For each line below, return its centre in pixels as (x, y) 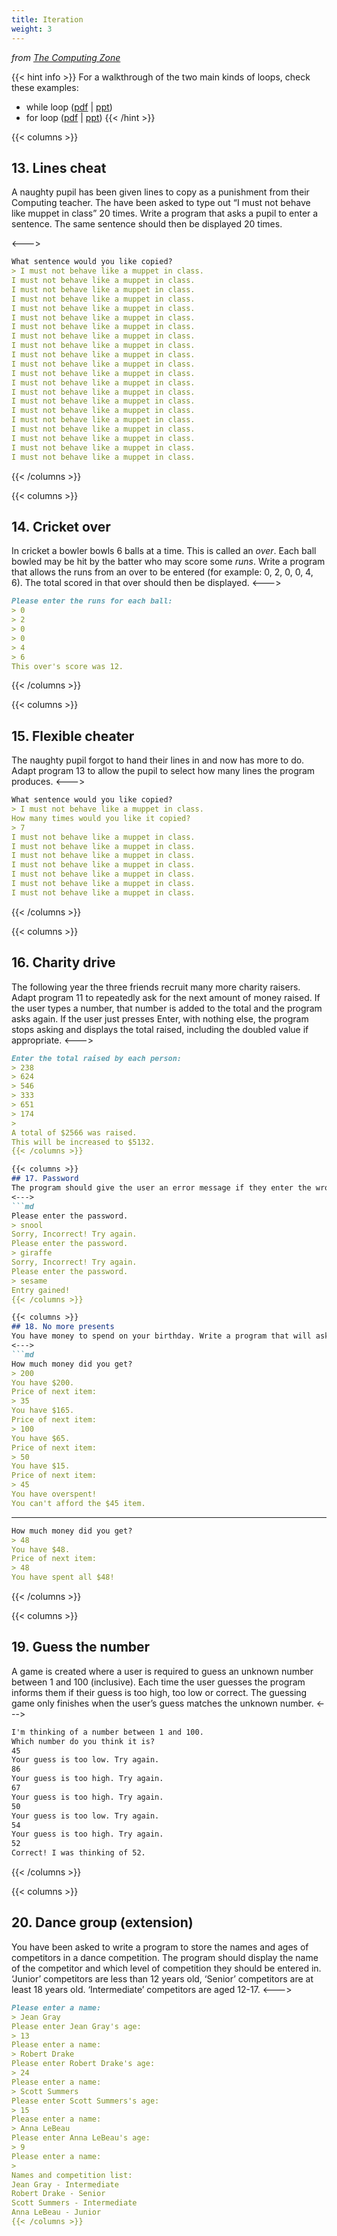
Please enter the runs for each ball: (92, 601)
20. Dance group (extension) (102, 1922)
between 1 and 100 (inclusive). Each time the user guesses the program (158, 1682)
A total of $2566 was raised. (74, 1132)
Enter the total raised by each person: (97, 1058)
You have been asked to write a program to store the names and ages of (160, 1947)
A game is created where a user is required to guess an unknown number (162, 1671)
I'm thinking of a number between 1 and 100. (107, 1732)
